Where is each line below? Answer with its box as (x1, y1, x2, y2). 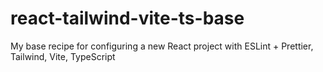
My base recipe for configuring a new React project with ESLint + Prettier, (10, 40, 314, 52)
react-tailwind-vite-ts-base (10, 7, 245, 30)
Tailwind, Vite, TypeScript (10, 50, 116, 62)
